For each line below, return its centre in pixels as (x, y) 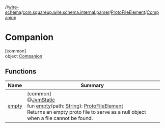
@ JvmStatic (41, 100)
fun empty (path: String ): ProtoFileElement (75, 106)
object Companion (24, 56)
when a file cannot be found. (60, 118)
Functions (21, 71)
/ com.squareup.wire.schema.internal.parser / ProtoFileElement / (84, 12)
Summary (92, 85)
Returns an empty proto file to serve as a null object (86, 112)
